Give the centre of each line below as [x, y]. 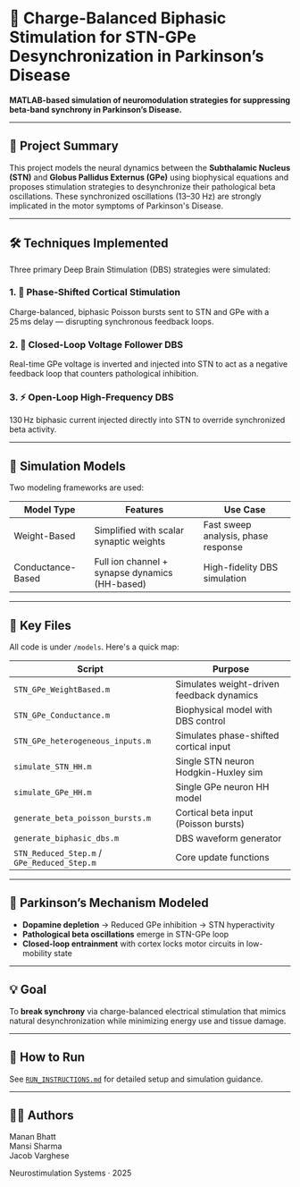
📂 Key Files [40, 625]
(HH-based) [121, 584]
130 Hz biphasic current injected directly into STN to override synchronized [147, 420]
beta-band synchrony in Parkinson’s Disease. [96, 109]
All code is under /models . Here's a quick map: [95, 647]
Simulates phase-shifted [227, 735]
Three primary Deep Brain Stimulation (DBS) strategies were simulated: [140, 269]
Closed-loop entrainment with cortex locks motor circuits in [133, 944]
